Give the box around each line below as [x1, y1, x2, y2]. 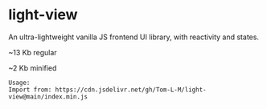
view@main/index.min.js [8, 92, 88, 101]
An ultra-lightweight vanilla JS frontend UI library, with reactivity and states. [8, 32, 260, 42]
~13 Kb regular [8, 47, 58, 57]
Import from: [8, 86, 52, 94]
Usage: [8, 79, 31, 87]
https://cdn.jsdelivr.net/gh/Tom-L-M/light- [55, 86, 207, 94]
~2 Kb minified [8, 63, 57, 73]
